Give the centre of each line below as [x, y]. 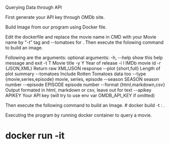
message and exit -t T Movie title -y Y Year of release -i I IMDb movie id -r [83, 63]
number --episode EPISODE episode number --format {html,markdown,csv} [85, 84]
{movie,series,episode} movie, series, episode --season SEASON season [82, 79]
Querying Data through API [34, 7]
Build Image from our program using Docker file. [56, 27]
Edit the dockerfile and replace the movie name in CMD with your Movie [81, 37]
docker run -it [35, 136]
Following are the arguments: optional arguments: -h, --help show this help [84, 57]
